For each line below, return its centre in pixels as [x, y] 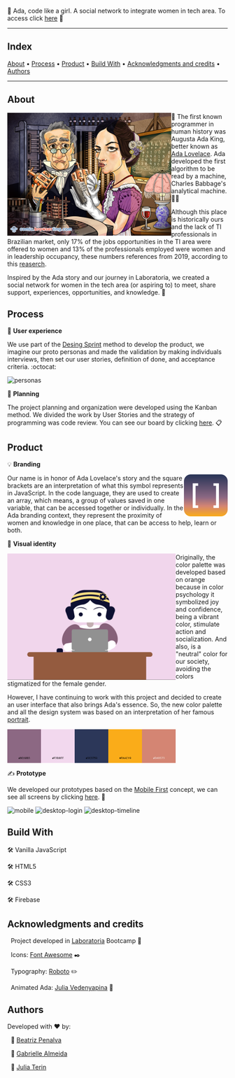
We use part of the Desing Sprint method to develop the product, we [106, 345]
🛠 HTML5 [22, 866]
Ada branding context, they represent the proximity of [85, 516]
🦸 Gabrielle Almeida [39, 1054]
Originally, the [195, 558]
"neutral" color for [202, 654]
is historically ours [197, 219]
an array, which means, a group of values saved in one [86, 501]
